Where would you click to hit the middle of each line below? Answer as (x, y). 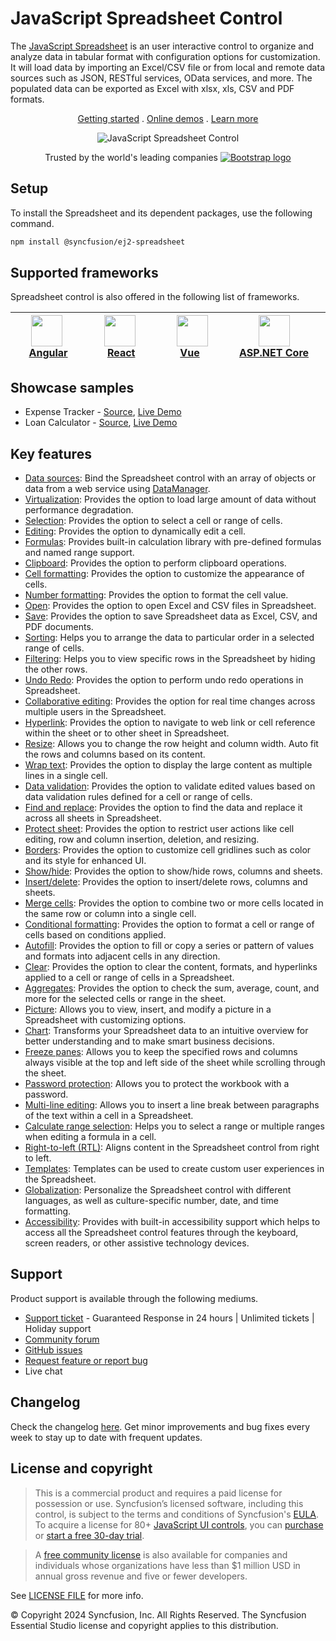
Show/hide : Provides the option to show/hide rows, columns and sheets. (173, 871)
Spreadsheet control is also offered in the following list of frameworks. (155, 297)
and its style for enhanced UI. (85, 861)
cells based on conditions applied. (95, 935)
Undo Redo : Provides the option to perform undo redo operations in (164, 680)
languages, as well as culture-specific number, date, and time (151, 1201)
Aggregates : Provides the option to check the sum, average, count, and (172, 988)
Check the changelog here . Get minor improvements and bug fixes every (160, 1426)
